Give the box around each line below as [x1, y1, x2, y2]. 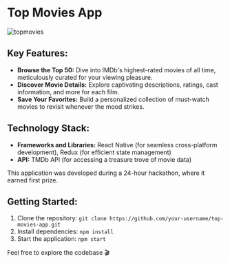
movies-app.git [17, 222, 61, 229]
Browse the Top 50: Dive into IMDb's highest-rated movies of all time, [17, 65, 216, 74]
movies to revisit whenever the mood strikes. [17, 102, 145, 111]
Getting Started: [7, 196, 78, 207]
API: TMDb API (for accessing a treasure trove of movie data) [17, 155, 192, 163]
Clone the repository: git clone [17, 214, 107, 222]
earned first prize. [7, 176, 59, 184]
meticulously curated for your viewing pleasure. [17, 73, 153, 81]
